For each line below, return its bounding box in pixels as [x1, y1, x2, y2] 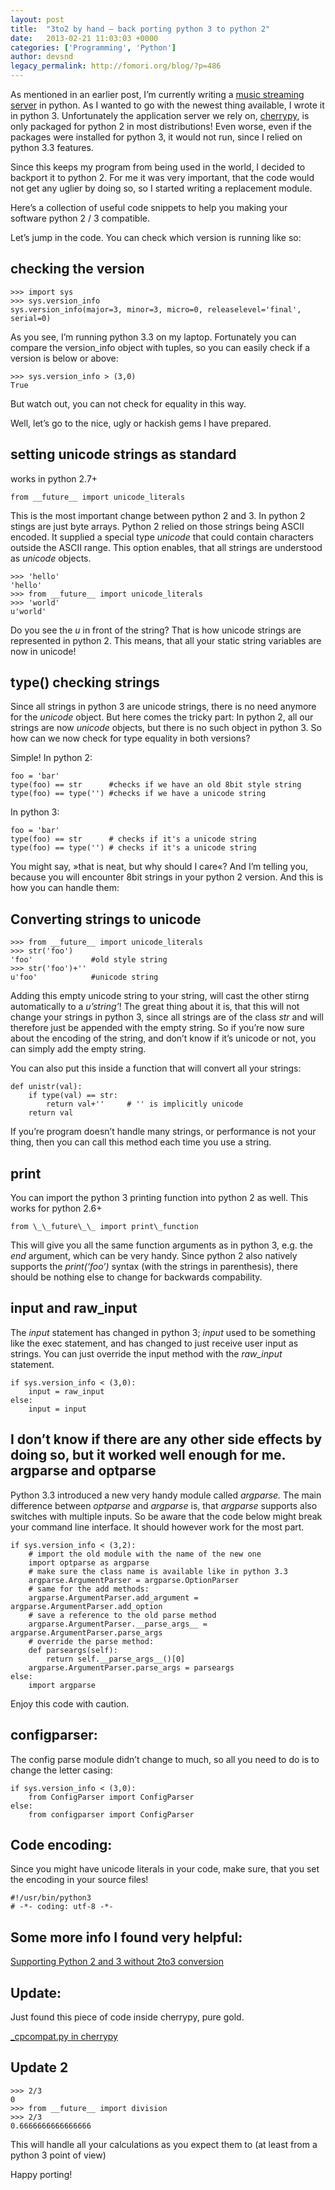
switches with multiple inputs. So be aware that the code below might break [10, 1510, 323, 1522]
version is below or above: [10, 352, 119, 364]
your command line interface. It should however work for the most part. [10, 1521, 305, 1533]
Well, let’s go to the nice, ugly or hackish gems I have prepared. [10, 417, 272, 429]
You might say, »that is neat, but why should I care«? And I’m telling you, [10, 861, 309, 873]
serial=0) [10, 313, 52, 323]
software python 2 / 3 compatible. [10, 212, 150, 224]
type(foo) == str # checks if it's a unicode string [10, 834, 257, 845]
